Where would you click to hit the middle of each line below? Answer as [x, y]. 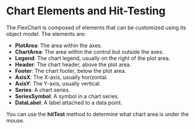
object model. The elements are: [46, 33]
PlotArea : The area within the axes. [59, 45]
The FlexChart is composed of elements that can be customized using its [96, 27]
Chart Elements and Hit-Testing [86, 11]
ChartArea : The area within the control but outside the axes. [89, 51]
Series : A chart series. [42, 90]
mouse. [16, 120]
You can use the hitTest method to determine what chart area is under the [97, 114]
